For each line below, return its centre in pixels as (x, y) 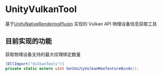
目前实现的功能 (29, 41)
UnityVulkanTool (41, 9)
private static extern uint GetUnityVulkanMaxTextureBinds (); (72, 68)
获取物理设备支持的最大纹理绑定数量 (43, 54)
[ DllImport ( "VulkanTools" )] (35, 64)
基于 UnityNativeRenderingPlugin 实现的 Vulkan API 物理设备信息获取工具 (81, 24)
